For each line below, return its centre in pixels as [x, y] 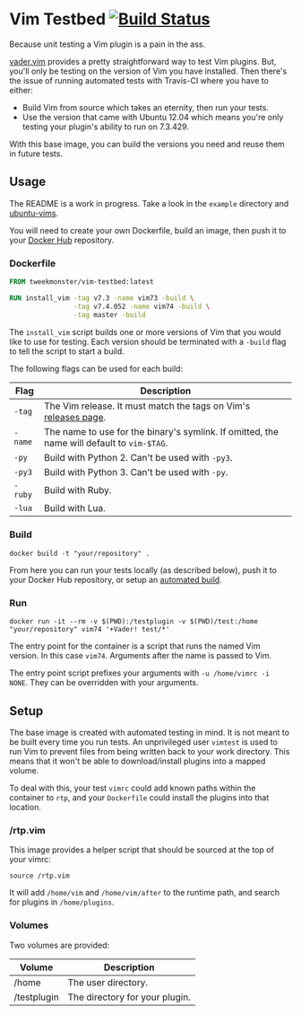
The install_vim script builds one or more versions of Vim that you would [145, 331]
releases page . [75, 417]
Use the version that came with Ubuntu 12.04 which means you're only [153, 117]
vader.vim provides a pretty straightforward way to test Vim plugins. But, [143, 61]
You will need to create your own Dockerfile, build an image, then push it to [148, 230]
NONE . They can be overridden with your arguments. [104, 683]
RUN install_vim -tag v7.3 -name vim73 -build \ [102, 298]
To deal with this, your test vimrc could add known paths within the [133, 788]
